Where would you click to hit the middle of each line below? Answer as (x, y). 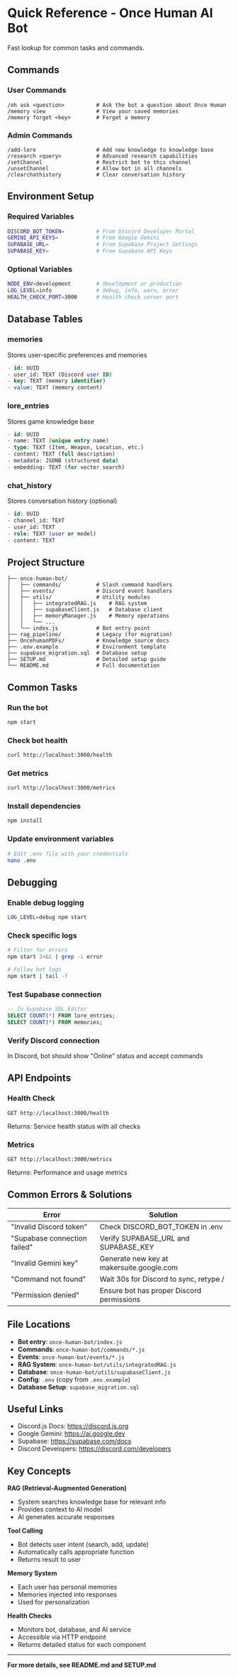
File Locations (39, 1325)
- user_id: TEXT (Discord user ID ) (60, 374)
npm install (25, 821)
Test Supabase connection (55, 994)
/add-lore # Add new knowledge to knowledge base (110, 150)
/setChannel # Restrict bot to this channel (100, 162)
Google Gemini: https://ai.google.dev (71, 1433)
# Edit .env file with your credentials (68, 854)
